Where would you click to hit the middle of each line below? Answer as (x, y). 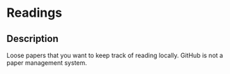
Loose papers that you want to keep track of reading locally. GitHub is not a (115, 55)
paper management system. (47, 63)
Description (32, 39)
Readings (34, 13)
